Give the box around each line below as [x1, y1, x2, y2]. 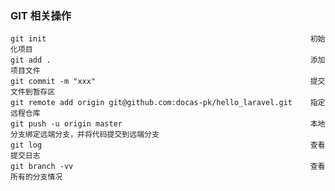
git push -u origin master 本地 [10, 119, 326, 129]
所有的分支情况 [10, 172, 63, 182]
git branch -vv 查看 [10, 162, 326, 172]
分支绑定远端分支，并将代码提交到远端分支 [10, 130, 160, 140]
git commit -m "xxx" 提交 [10, 77, 326, 87]
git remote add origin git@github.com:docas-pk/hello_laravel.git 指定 [10, 98, 326, 108]
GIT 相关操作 [10, 8, 72, 22]
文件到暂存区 [10, 87, 56, 97]
